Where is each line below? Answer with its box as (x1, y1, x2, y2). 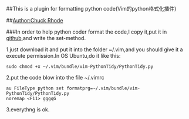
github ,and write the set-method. (6, 35, 86, 41)
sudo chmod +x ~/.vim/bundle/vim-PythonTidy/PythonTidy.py (6, 64, 154, 70)
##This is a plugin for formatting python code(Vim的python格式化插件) (6, 5, 177, 12)
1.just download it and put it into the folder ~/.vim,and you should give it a (6, 46, 183, 53)
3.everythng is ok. (6, 106, 50, 113)
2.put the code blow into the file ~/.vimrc (6, 74, 104, 81)
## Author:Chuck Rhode (6, 17, 63, 24)
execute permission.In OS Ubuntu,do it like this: (6, 52, 121, 59)
